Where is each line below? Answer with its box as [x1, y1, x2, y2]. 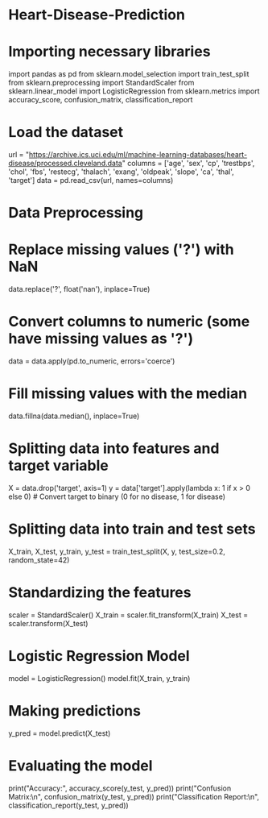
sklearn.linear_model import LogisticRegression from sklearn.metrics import [8, 86, 260, 96]
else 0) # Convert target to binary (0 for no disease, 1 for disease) [8, 492, 226, 501]
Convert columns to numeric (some [8, 313, 250, 331]
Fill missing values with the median [8, 384, 248, 403]
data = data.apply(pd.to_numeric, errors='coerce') [8, 356, 175, 366]
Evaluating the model [8, 756, 153, 774]
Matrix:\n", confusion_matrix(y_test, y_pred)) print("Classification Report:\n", [8, 791, 260, 801]
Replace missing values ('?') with [8, 240, 235, 259]
